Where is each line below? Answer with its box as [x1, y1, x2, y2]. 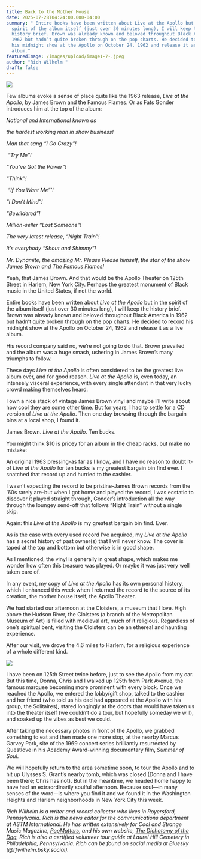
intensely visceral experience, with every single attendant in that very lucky [6, 380, 192, 387]
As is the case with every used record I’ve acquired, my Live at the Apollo [6, 531, 187, 538]
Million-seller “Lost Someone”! [6, 222, 82, 229]
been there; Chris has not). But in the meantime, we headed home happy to [6, 777, 192, 785]
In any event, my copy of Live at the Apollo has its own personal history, [6, 580, 184, 587]
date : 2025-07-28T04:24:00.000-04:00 [6, 14, 100, 20]
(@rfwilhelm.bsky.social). [6, 846, 69, 854]
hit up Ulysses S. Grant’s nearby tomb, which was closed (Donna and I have [6, 771, 193, 778]
